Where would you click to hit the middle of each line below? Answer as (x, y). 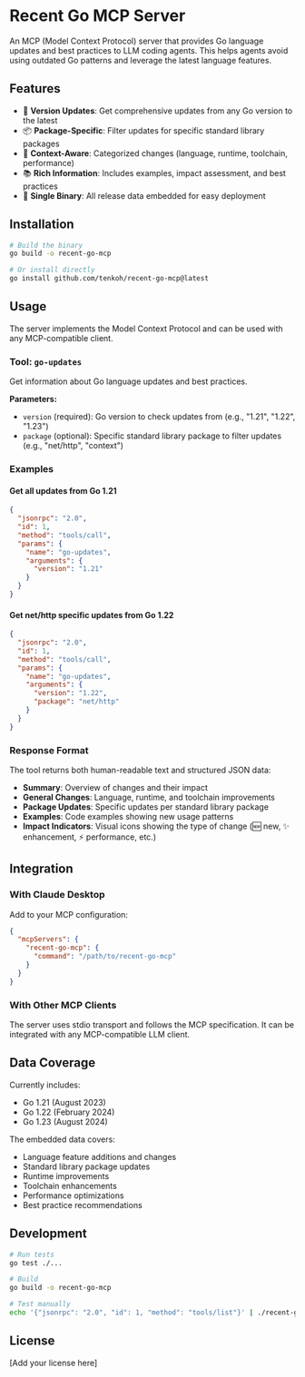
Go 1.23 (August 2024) (65, 1121)
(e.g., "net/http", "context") (73, 446)
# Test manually (40, 1304)
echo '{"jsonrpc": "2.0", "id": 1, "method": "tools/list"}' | (132, 1313)
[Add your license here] (54, 1362)
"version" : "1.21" (68, 569)
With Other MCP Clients (63, 1005)
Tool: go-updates (46, 361)
